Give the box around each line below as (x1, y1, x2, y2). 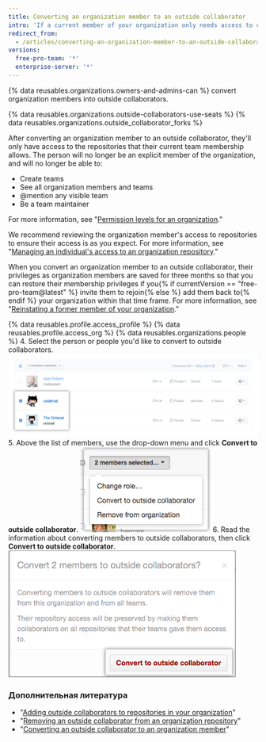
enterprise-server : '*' (15, 63, 93, 71)
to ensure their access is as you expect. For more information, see (8, 238, 224, 247)
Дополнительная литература (8, 690, 128, 701)
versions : (8, 46, 41, 55)
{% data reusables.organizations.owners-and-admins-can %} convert (8, 86, 237, 95)
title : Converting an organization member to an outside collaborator (8, 13, 246, 21)
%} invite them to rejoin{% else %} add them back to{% (68, 287, 250, 296)
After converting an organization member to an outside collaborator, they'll (8, 133, 252, 143)
